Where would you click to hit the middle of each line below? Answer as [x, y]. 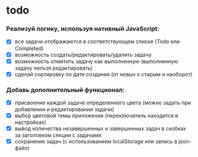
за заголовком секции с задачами [58, 135]
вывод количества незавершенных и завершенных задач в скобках [100, 129]
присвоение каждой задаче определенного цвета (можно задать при [103, 103]
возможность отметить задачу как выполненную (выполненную [96, 61]
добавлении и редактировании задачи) [64, 109]
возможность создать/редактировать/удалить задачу [83, 54]
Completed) [29, 48]
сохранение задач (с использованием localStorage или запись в [96, 142]
